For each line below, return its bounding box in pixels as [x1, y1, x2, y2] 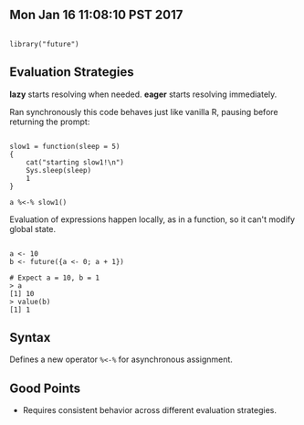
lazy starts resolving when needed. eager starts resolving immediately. [9, 89, 278, 100]
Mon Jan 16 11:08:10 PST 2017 [9, 7, 183, 23]
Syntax [9, 330, 51, 345]
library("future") [9, 39, 79, 48]
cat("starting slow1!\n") [26, 157, 125, 167]
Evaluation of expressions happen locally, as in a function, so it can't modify [9, 214, 295, 225]
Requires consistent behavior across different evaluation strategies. [22, 405, 277, 416]
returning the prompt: [9, 116, 90, 127]
